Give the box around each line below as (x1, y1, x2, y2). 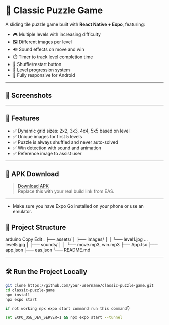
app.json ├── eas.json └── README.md (5, 247, 91, 253)
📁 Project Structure (5, 223, 66, 231)
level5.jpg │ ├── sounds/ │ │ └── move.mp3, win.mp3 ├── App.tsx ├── (5, 242, 158, 248)
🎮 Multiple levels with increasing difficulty (12, 31, 101, 37)
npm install (5, 292, 30, 297)
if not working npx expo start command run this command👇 (5, 306, 130, 311)
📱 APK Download (5, 170, 59, 178)
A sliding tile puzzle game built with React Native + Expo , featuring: (5, 21, 145, 27)
